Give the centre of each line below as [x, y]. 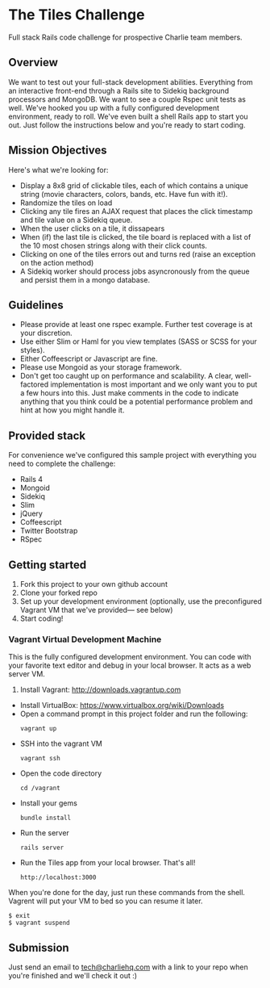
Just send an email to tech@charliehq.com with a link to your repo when [128, 967]
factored [34, 384]
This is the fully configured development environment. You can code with [130, 657]
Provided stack [47, 435]
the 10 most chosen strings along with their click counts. [114, 245]
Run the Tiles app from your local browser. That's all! [108, 863]
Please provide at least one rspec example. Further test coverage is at [136, 324]
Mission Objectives [58, 151]
